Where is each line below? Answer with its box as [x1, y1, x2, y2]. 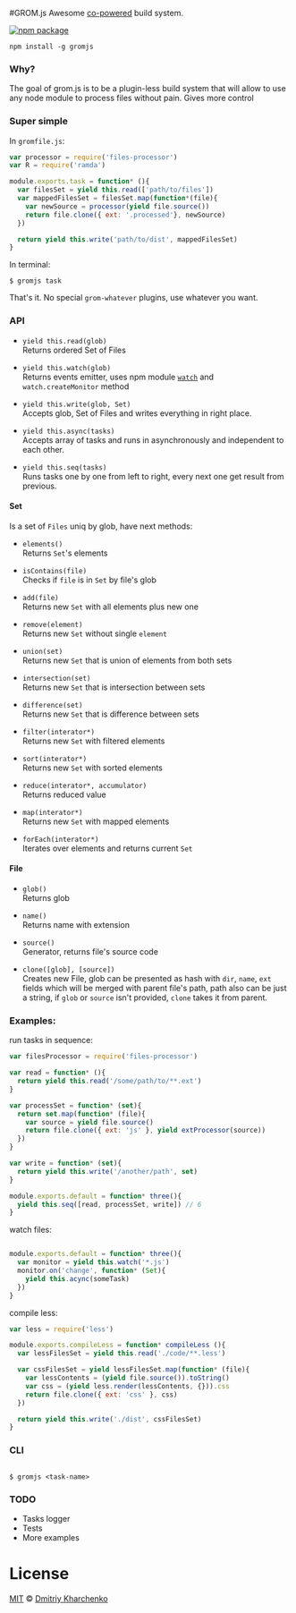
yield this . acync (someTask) [25, 1274, 130, 1283]
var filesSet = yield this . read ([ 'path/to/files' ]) [17, 185, 215, 195]
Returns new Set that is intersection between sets [21, 682, 206, 692]
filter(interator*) [21, 727, 96, 736]
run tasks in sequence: [9, 1035, 94, 1046]
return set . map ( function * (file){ [17, 1109, 146, 1118]
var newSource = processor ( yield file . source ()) [25, 201, 210, 211]
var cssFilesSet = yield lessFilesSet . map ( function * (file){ [17, 1365, 250, 1374]
